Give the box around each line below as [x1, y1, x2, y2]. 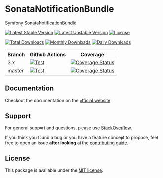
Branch [7, 51, 25, 58]
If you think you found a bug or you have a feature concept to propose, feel [5, 134, 158, 140]
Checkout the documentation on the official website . [5, 97, 112, 103]
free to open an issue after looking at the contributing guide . [5, 140, 129, 146]
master [7, 67, 24, 74]
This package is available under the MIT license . [5, 167, 104, 173]
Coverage [81, 51, 105, 58]
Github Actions [29, 51, 66, 58]
